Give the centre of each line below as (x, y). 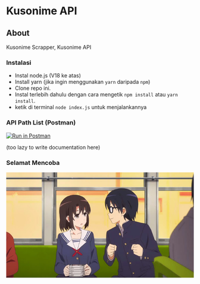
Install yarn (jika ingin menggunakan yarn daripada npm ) (82, 82)
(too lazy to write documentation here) (53, 147)
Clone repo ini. (33, 88)
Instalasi (19, 63)
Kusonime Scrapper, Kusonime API (49, 47)
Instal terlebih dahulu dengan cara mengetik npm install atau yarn (96, 95)
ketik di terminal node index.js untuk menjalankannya (81, 107)
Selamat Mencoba (33, 163)
